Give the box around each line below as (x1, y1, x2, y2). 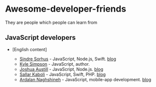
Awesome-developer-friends (5, 3, 127, 15)
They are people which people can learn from (5, 19, 98, 25)
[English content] (12, 46, 47, 52)
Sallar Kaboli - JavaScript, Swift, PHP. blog (19, 71, 106, 77)
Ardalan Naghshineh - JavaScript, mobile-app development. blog (19, 76, 152, 82)
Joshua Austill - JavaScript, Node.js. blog (19, 66, 104, 72)
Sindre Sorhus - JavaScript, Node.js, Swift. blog (19, 56, 116, 62)
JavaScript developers (5, 34, 76, 42)
